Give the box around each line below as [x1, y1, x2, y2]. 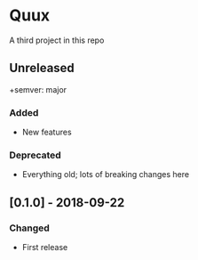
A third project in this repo [9, 35, 105, 45]
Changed [9, 222, 51, 234]
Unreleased [9, 61, 75, 76]
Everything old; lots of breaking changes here [21, 169, 189, 180]
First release [21, 242, 68, 253]
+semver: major [9, 84, 67, 94]
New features [21, 126, 73, 138]
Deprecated [9, 149, 62, 161]
